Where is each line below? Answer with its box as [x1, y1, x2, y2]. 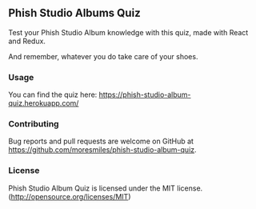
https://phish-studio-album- [98, 90, 191, 99]
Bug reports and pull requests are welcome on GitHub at [8, 136, 194, 147]
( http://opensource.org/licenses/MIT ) [8, 191, 131, 201]
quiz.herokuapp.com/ [8, 98, 79, 108]
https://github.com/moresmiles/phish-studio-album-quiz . [8, 145, 198, 155]
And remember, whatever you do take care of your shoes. [8, 51, 198, 61]
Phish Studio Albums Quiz [8, 6, 142, 20]
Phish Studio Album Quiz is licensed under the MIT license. [8, 183, 203, 193]
